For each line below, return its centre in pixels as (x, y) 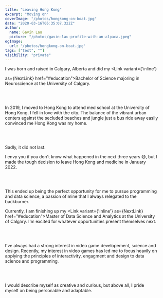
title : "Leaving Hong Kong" (34, 10)
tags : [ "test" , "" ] (25, 50)
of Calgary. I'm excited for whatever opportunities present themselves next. (81, 222)
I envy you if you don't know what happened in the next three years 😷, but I (81, 157)
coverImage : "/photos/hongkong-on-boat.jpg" (51, 19)
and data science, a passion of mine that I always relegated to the (71, 196)
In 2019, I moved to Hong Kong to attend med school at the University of (77, 107)
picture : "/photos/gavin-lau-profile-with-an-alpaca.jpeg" (71, 37)
